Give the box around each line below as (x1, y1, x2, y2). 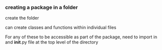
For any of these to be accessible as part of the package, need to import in (5, 34, 158, 40)
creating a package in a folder (5, 4, 78, 11)
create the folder (5, 15, 40, 21)
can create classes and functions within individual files (5, 25, 117, 30)
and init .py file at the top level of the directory (5, 39, 99, 45)
